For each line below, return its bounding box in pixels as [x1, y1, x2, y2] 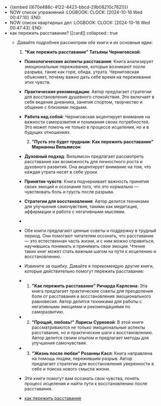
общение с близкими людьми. [24, 105, 88, 110]
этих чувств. [24, 79, 51, 85]
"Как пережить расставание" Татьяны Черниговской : [24, 49, 141, 55]
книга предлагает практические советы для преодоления [31, 288, 153, 294]
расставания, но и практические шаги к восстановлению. [31, 330, 153, 335]
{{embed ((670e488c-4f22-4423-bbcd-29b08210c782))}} [9, 4, 129, 10]
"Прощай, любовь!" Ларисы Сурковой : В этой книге [31, 320, 144, 325]
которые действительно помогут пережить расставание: [24, 268, 144, 274]
